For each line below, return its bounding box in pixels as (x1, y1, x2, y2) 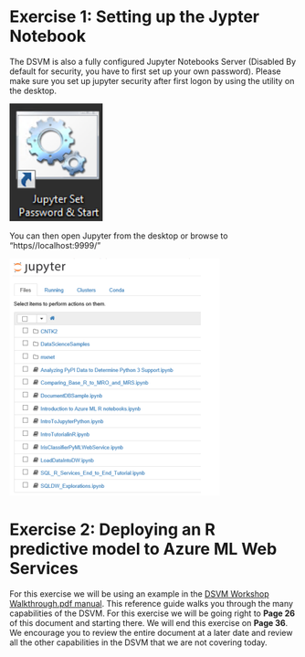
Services (9, 558, 79, 579)
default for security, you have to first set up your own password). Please (9, 66, 281, 77)
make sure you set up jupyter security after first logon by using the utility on (9, 75, 295, 86)
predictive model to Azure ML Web (9, 539, 278, 559)
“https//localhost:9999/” (9, 239, 101, 250)
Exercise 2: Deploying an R (9, 519, 216, 540)
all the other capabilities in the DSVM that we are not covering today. (9, 637, 268, 648)
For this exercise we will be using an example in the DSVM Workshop (9, 588, 269, 599)
